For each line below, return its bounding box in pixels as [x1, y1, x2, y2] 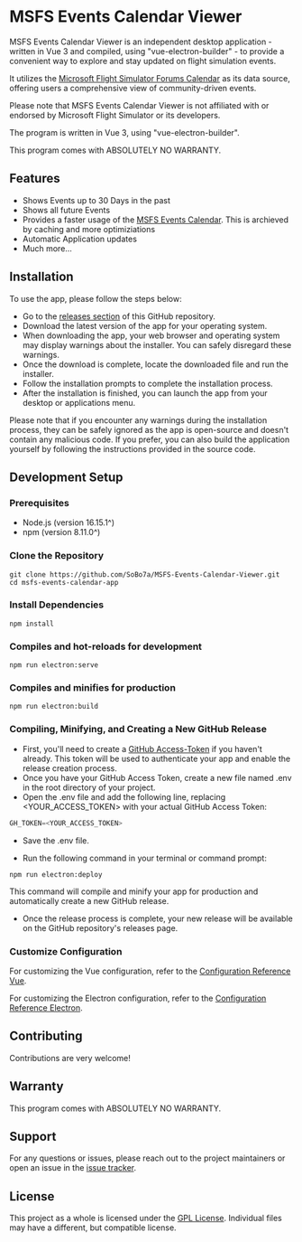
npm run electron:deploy [9, 870, 103, 879]
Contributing [9, 1029, 83, 1044]
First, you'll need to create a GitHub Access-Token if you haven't [22, 743, 263, 754]
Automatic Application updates [22, 233, 138, 244]
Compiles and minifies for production [9, 682, 176, 694]
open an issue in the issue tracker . [9, 1162, 137, 1173]
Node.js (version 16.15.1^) [22, 517, 115, 528]
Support [9, 1128, 57, 1144]
